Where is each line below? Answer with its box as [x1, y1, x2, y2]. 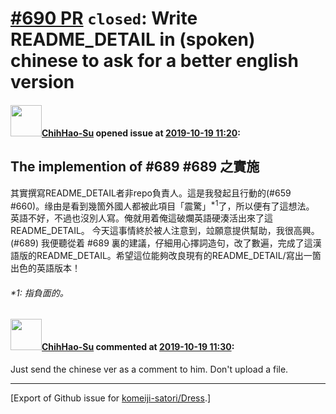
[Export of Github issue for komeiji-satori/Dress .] [10, 392, 212, 404]
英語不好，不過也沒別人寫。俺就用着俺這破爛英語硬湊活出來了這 [10, 212, 273, 224]
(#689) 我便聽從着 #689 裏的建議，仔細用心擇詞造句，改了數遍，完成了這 [10, 237, 313, 249]
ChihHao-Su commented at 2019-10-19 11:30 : [41, 341, 235, 353]
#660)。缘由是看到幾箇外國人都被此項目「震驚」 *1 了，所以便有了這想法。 [10, 198, 315, 212]
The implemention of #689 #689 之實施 [10, 158, 260, 176]
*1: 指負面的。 [10, 287, 69, 299]
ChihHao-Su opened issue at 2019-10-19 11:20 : [41, 127, 241, 139]
